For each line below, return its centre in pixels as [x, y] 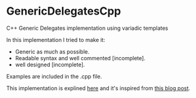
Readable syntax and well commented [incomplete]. [80, 58]
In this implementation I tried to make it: [56, 40]
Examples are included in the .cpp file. [54, 76]
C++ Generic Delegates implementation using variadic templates [87, 28]
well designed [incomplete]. [50, 65]
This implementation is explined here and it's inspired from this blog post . [98, 88]
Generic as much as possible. [52, 51]
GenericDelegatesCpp [64, 11]
